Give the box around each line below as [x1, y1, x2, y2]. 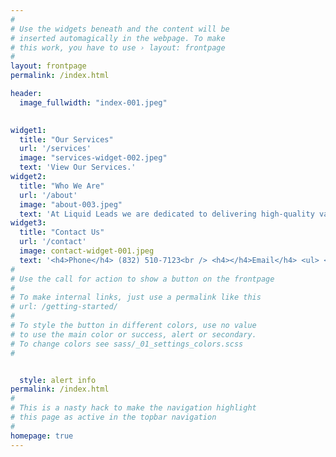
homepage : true [10, 431, 74, 441]
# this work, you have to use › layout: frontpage [10, 42, 226, 53]
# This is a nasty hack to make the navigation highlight [10, 403, 257, 413]
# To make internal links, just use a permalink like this [10, 292, 262, 303]
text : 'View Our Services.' [19, 162, 137, 173]
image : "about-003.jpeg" [19, 199, 123, 210]
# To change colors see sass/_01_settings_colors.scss [10, 339, 244, 349]
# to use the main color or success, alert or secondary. [10, 329, 257, 340]
